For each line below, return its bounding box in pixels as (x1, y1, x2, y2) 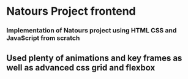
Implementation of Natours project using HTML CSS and (6, 26, 177, 35)
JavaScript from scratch (6, 34, 80, 42)
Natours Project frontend (6, 4, 136, 18)
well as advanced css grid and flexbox (6, 62, 156, 73)
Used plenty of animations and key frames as (6, 53, 182, 63)
